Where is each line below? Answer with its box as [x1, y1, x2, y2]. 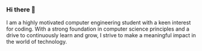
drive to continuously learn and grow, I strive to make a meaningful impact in [6, 32, 196, 39]
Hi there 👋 [6, 5, 36, 14]
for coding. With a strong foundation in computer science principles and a [6, 25, 190, 32]
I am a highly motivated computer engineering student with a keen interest [6, 19, 191, 26]
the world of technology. [6, 38, 68, 46]
